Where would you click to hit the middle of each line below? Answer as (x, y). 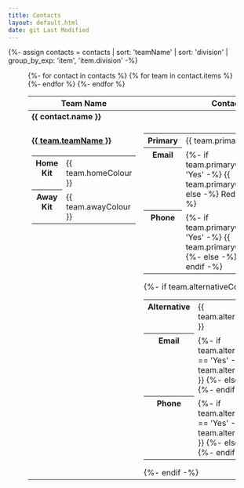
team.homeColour (99, 173)
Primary (163, 140)
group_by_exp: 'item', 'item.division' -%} (73, 60)
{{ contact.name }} (66, 117)
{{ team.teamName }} (72, 140)
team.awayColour (98, 206)
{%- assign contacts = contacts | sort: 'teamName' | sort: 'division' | (118, 53)
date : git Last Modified (49, 30)
